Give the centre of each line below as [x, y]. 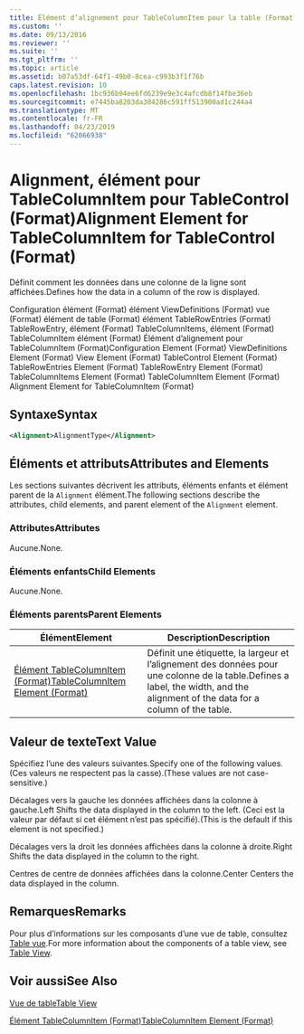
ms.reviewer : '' [40, 43]
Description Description [218, 638]
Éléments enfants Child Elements [83, 571]
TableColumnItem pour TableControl [149, 199]
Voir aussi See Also [63, 981]
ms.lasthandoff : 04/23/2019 [62, 128]
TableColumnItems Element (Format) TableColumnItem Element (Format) [145, 376]
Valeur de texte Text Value [83, 741]
